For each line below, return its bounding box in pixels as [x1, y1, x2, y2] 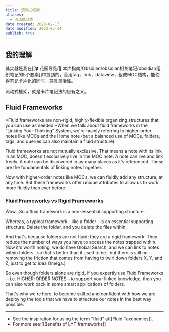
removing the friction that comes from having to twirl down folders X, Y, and [5, 255, 163, 261]
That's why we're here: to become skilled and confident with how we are [5, 291, 156, 297]
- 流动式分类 [10, 17, 34, 22]
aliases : [5, 12, 24, 17]
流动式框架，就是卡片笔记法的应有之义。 [5, 88, 89, 94]
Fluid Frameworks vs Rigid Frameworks [5, 197, 104, 204]
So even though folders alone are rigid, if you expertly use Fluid [5, 270, 137, 276]
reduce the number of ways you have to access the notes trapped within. [5, 239, 157, 245]
